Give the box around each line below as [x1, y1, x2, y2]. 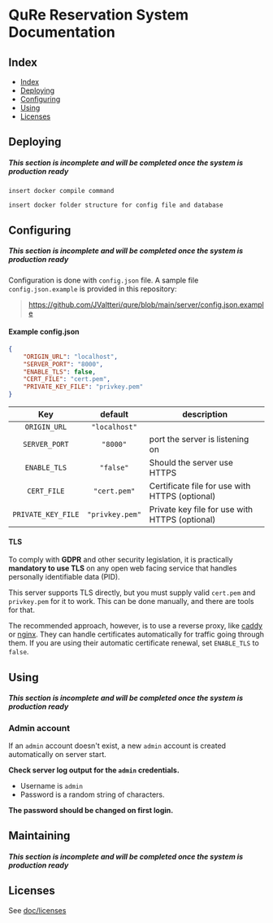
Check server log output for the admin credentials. [8, 765, 180, 775]
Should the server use [149, 457, 234, 469]
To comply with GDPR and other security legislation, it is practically [8, 555, 233, 565]
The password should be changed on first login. [8, 805, 174, 815]
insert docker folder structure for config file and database [8, 201, 223, 209]
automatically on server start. [8, 749, 107, 759]
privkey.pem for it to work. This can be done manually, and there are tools [8, 597, 254, 606]
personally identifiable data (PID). [8, 572, 120, 582]
